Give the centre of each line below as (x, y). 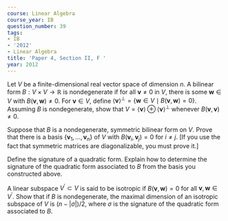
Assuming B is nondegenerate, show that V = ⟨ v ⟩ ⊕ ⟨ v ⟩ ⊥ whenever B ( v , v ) (114, 108)
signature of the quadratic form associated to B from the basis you (102, 166)
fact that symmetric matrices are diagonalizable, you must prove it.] (103, 146)
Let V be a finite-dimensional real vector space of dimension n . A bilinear (111, 84)
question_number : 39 (37, 26)
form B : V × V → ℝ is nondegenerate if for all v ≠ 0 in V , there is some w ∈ (114, 92)
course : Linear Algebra (41, 13)
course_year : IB (30, 20)
